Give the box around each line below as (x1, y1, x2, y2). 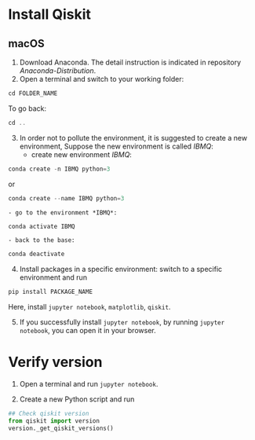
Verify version (8, 354, 103, 371)
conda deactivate (8, 250, 65, 258)
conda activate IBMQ (8, 222, 76, 230)
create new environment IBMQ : (31, 149, 132, 159)
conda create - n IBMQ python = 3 (8, 165, 111, 173)
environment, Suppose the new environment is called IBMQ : (19, 141, 213, 151)
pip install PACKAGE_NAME (8, 288, 93, 296)
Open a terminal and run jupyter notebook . (19, 379, 158, 389)
